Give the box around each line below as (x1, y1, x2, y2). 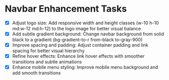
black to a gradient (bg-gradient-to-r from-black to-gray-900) (12, 36, 143, 43)
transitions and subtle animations (12, 59, 82, 65)
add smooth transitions (12, 70, 61, 76)
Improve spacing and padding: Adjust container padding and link (12, 42, 149, 48)
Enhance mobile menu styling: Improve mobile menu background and (12, 64, 158, 70)
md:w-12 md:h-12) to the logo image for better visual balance (12, 26, 141, 31)
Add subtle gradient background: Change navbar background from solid (12, 31, 164, 37)
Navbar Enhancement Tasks (5, 3, 127, 15)
